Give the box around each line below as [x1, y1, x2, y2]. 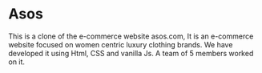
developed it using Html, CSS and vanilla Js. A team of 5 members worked [8, 48, 254, 58]
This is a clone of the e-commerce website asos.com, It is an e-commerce [8, 31, 254, 41]
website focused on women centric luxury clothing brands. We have [8, 39, 233, 49]
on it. [8, 57, 26, 67]
